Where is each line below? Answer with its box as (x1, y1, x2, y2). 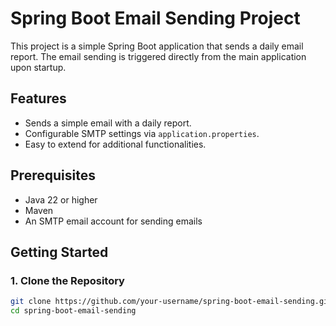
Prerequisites (10, 167, 96, 184)
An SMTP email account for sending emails (24, 215, 203, 227)
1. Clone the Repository (10, 273, 125, 287)
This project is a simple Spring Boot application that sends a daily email (10, 40, 304, 52)
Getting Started (10, 243, 109, 261)
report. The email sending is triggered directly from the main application (10, 50, 307, 62)
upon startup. (10, 61, 67, 73)
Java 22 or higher (24, 193, 98, 206)
